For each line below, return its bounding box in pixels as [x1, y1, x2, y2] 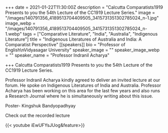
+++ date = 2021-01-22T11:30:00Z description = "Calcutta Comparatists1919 [5, 5, 163, 10]
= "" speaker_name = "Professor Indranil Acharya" [5, 52, 110, 58]
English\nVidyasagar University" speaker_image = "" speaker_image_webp [5, 47, 160, 53]
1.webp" [5, 31, 22, 37]
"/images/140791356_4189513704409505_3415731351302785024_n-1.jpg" [5, 15, 159, 21]
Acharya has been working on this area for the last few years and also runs [5, 88, 160, 93]
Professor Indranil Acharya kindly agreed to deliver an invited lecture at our [5, 77, 160, 83]
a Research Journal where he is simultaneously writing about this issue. [5, 93, 153, 99]
